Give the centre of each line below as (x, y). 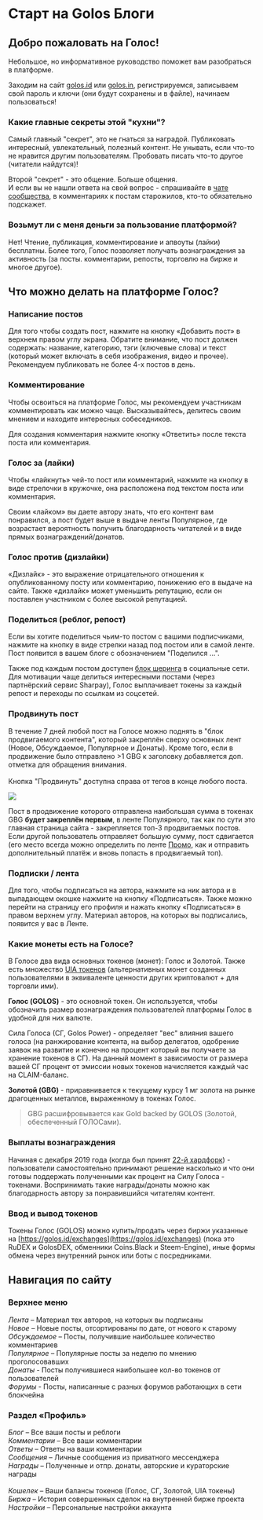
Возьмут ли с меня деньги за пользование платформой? (122, 225)
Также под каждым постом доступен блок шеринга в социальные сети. (129, 668)
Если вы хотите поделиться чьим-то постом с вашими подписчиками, (126, 636)
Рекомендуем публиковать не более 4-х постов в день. (102, 364)
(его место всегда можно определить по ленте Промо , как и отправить (129, 844)
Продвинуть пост (44, 714)
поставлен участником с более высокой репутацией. (98, 599)
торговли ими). (33, 986)
